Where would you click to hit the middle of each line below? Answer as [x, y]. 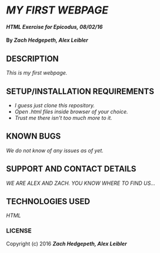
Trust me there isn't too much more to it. [64, 118]
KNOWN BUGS [34, 136]
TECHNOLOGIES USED [48, 202]
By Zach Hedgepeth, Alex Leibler [47, 40]
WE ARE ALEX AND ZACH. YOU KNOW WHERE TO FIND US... [81, 183]
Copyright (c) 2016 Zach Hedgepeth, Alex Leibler [67, 244]
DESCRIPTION [32, 58]
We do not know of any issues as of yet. [55, 150]
